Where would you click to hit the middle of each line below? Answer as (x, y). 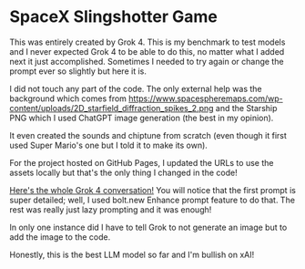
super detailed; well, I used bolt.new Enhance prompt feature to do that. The (152, 200)
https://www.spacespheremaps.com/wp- (206, 98)
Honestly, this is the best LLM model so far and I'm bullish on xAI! (132, 254)
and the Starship (246, 108)
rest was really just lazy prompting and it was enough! (111, 209)
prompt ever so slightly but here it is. (78, 71)
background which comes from (68, 98)
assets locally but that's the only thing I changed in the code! (124, 172)
